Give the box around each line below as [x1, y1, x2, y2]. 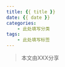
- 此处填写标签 [17, 37, 50, 43]
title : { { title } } [6, 8, 56, 15]
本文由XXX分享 [21, 54, 60, 61]
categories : [6, 20, 36, 26]
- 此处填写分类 [17, 25, 50, 32]
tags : [6, 31, 20, 37]
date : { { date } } [6, 14, 50, 21]
